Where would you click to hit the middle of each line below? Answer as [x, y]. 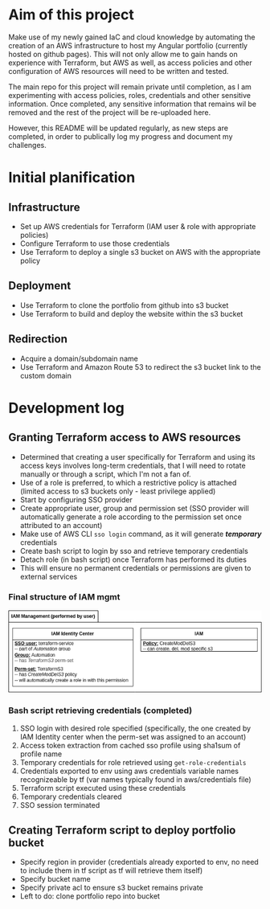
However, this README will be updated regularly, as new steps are [119, 128]
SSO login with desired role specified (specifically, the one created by [135, 728]
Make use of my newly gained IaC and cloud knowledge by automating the [132, 37]
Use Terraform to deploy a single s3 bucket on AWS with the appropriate [140, 252]
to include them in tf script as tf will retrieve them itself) [111, 870]
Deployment [40, 286]
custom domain [46, 375]
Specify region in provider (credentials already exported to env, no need [139, 862]
